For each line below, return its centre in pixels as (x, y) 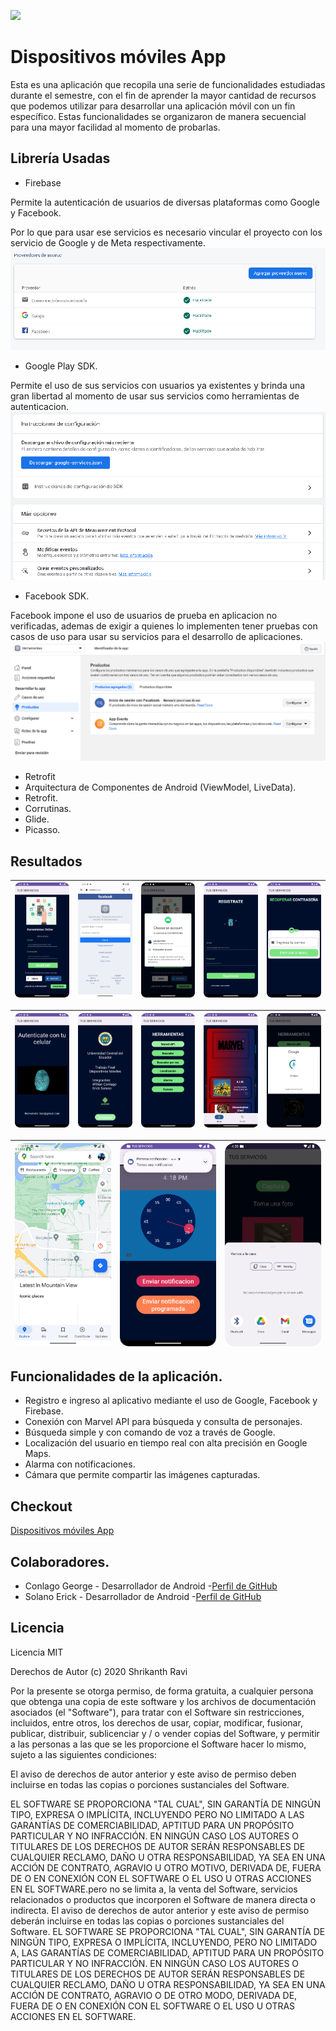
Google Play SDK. (61, 366)
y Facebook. (36, 212)
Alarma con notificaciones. (80, 1464)
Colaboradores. (60, 1561)
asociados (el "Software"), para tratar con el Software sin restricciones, (157, 1712)
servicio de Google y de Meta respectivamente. (108, 242)
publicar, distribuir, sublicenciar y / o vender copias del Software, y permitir (165, 1733)
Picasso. (42, 830)
